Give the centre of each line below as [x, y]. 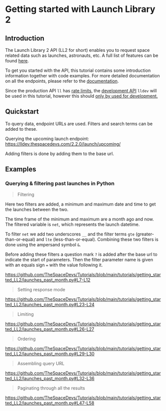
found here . [17, 61]
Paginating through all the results [51, 388]
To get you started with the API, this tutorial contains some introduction [78, 70]
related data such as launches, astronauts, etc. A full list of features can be [82, 55]
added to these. [21, 129]
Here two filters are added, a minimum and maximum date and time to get [81, 204]
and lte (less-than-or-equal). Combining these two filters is [97, 239]
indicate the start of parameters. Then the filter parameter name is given [79, 259]
